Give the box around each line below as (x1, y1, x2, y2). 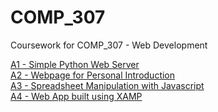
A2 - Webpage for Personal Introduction (10, 69, 176, 81)
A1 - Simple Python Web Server (10, 58, 140, 70)
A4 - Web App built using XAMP (10, 90, 143, 102)
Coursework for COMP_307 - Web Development (10, 39, 208, 51)
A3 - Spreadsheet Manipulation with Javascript (10, 79, 205, 91)
